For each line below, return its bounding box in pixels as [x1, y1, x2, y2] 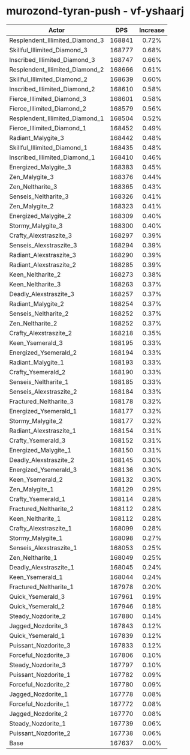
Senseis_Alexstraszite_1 [9, 544, 77, 552]
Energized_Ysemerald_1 [9, 407, 77, 415]
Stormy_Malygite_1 [9, 533, 63, 542]
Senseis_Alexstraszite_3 [9, 241, 77, 249]
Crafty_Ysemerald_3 [9, 436, 66, 444]
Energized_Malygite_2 [9, 211, 72, 220]
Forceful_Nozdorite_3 [9, 650, 70, 659]
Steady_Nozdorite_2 [9, 611, 66, 620]
